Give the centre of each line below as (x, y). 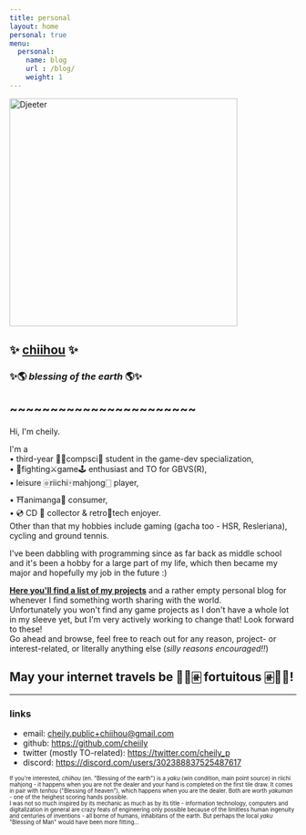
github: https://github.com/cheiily (85, 743)
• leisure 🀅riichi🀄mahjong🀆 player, (74, 482)
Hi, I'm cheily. (35, 431)
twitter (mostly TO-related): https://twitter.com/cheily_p (126, 752)
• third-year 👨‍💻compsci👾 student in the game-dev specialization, (132, 459)
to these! (26, 629)
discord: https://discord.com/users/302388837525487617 (132, 762)
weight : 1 (45, 77)
